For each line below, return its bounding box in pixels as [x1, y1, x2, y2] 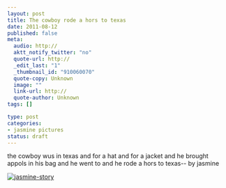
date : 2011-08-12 [7, 23, 58, 30]
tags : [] [7, 101, 33, 108]
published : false [7, 29, 58, 37]
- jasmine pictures [7, 126, 64, 133]
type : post [7, 113, 39, 120]
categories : [7, 120, 42, 127]
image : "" [13, 81, 42, 88]
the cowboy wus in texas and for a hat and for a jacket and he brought [7, 152, 209, 160]
